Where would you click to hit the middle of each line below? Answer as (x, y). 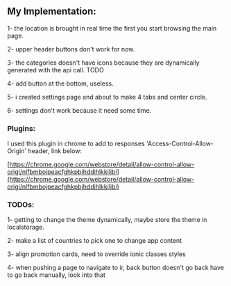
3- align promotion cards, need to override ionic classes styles (96, 254)
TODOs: (21, 205)
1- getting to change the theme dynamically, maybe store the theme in (107, 220)
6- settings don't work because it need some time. (79, 110)
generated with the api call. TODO (55, 70)
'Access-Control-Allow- (180, 144)
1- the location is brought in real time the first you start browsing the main (112, 28)
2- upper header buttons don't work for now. (71, 49)
